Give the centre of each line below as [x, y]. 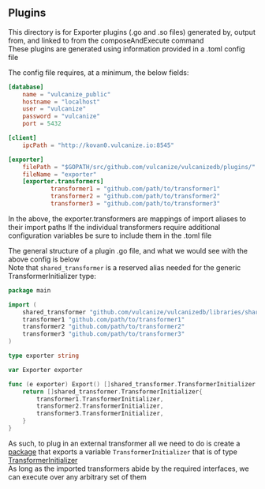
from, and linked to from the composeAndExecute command [106, 40]
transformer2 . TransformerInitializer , [100, 406]
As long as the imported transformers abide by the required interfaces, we [129, 468]
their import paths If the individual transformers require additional [114, 227]
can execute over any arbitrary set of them [78, 476]
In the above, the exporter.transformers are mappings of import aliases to [127, 218]
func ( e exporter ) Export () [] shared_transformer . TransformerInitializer [132, 384]
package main [30, 290]
